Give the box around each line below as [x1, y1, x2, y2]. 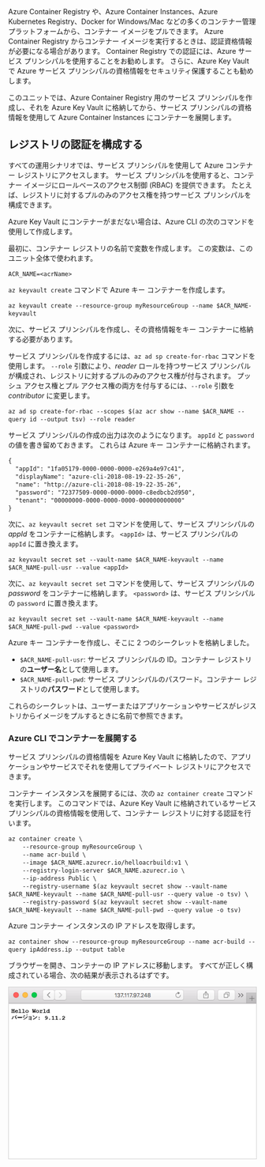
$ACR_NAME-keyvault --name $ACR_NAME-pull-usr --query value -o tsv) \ [8, 890, 248, 899]
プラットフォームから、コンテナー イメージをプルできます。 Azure [8, 27, 224, 36]
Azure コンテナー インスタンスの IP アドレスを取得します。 [8, 921, 200, 931]
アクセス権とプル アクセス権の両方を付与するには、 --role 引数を [23, 380, 235, 390]
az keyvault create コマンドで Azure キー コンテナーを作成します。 [8, 285, 230, 294]
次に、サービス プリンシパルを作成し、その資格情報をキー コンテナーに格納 [8, 324, 254, 334]
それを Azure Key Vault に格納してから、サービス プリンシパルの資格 [28, 103, 252, 112]
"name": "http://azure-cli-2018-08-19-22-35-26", [15, 481, 181, 489]
